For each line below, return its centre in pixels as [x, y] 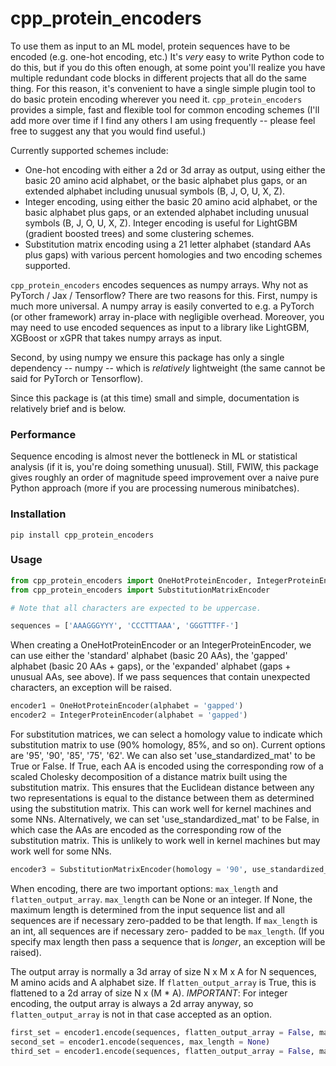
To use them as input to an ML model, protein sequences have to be [150, 46]
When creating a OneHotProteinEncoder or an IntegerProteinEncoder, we [161, 645]
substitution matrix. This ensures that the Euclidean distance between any [162, 788]
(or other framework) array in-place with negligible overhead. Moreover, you [167, 316]
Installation [38, 514]
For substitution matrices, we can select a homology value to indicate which [166, 734]
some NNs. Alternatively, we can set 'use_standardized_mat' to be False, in [165, 819]
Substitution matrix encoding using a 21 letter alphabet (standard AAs [168, 244]
